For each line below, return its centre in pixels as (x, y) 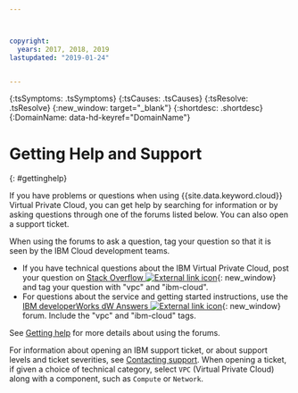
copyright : (29, 41)
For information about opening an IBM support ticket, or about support (138, 350)
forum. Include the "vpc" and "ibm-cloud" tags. (109, 316)
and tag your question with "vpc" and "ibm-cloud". (115, 288)
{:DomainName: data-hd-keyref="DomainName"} (100, 118)
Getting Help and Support (106, 154)
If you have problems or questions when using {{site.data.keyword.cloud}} (146, 196)
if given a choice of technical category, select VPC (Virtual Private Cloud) (142, 369)
